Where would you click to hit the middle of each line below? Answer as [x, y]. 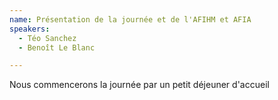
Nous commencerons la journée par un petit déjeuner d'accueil [139, 85]
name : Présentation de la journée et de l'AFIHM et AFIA [130, 19]
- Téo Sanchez [47, 38]
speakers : [30, 29]
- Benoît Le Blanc [57, 47]
